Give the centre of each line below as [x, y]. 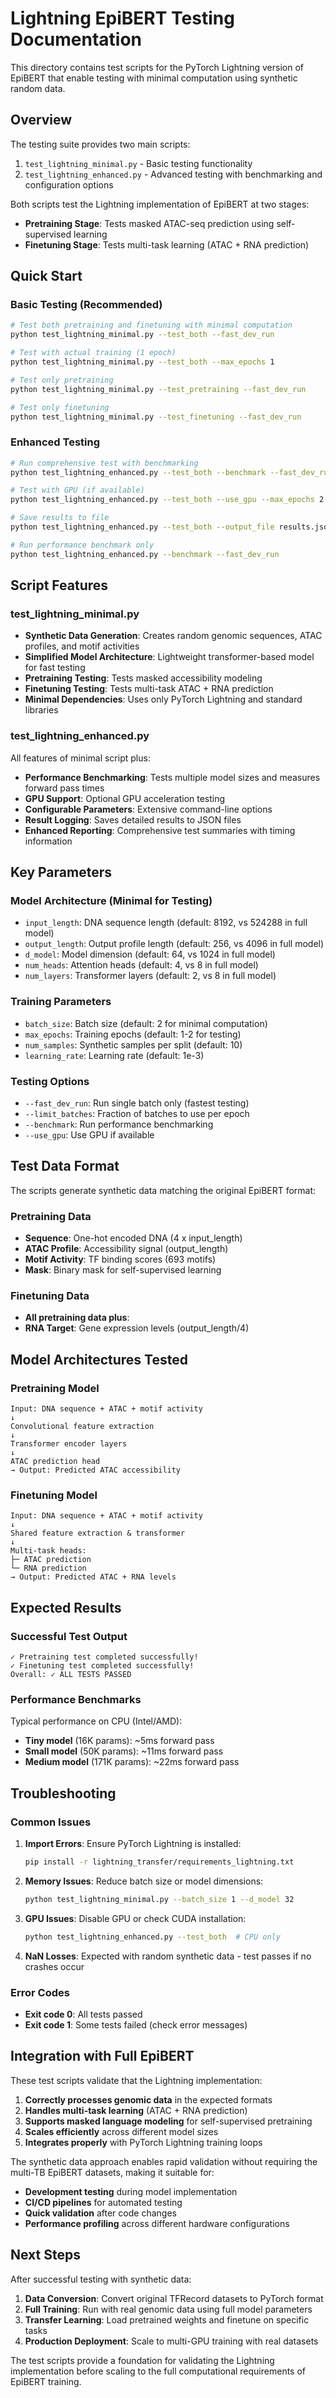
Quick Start [46, 276]
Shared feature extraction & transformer [98, 1533]
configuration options [69, 184]
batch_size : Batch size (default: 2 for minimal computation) [146, 1023]
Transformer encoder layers [69, 1444]
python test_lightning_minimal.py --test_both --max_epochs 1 [142, 362]
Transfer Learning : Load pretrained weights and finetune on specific [167, 2319]
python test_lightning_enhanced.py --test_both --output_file [142, 527]
